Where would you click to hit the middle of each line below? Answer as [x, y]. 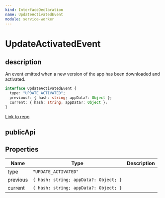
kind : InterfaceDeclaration [34, 10]
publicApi [20, 132]
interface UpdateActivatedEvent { [41, 89]
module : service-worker [30, 19]
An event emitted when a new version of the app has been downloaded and [82, 74]
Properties [22, 149]
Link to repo [17, 116]
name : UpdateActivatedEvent [34, 14]
